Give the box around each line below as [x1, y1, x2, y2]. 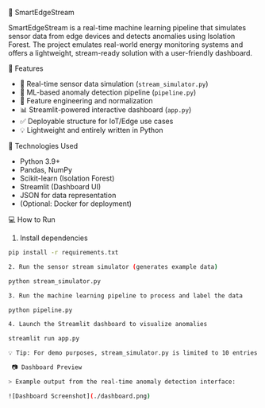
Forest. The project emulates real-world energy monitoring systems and [8, 40, 244, 49]
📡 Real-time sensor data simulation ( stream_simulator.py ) [19, 80, 209, 88]
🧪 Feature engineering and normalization [19, 96, 153, 105]
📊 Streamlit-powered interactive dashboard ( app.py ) [19, 105, 192, 115]
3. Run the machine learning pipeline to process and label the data [8, 291, 244, 300]
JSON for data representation [19, 191, 117, 200]
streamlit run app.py [8, 335, 80, 343]
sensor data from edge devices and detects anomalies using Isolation [8, 32, 236, 41]
